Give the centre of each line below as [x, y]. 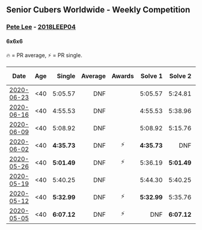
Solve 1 [151, 76]
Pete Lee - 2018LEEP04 [41, 27]
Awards [123, 76]
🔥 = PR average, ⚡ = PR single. [44, 55]
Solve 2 [180, 76]
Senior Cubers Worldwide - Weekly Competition [98, 10]
